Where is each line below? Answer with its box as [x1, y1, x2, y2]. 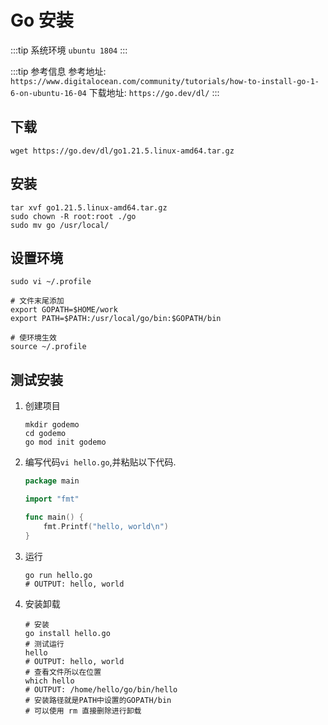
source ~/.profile [10, 342, 87, 352]
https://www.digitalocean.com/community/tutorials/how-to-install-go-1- [10, 76, 320, 86]
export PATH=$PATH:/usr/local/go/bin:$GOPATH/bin [10, 314, 222, 324]
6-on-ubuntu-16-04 [10, 88, 87, 98]
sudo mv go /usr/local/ [10, 220, 110, 230]
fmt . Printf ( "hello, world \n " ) [43, 521, 169, 531]
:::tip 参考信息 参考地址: [10, 65, 107, 77]
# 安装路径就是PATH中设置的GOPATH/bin [24, 695, 172, 705]
